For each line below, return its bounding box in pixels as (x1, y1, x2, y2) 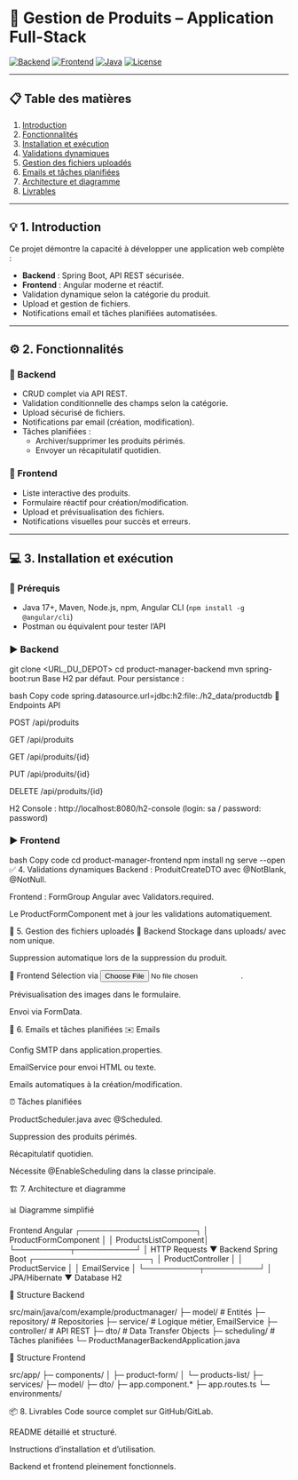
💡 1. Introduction (9, 219, 102, 235)
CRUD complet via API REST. (21, 388, 129, 399)
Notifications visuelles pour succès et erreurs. (21, 515, 191, 527)
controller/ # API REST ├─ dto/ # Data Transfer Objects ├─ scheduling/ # (9, 1325, 276, 1336)
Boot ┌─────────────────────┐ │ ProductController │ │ (9, 1253, 244, 1264)
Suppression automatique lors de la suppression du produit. (9, 952, 228, 963)
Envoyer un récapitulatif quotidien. (35, 445, 161, 456)
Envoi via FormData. (9, 1006, 82, 1016)
